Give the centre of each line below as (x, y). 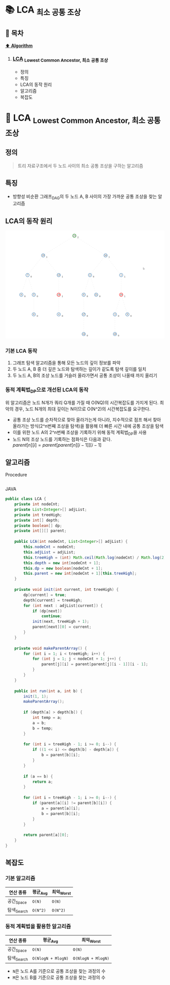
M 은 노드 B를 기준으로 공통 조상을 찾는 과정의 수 (59, 977)
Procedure (16, 475)
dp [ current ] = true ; (45, 595)
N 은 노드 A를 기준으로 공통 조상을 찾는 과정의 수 (59, 971)
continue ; (52, 616)
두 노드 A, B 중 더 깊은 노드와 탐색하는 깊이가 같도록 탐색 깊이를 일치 (79, 369)
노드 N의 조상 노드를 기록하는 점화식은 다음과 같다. (62, 439)
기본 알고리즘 (20, 878)
